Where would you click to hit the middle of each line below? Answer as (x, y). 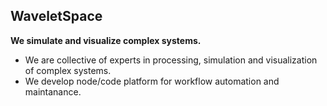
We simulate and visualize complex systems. (106, 40)
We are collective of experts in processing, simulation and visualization (171, 60)
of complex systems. (68, 70)
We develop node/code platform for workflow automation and (152, 81)
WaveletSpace (56, 16)
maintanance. (53, 91)
